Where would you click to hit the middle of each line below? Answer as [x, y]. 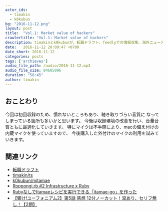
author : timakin [22, 80]
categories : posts [24, 56]
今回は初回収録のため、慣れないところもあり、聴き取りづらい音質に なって [82, 114]
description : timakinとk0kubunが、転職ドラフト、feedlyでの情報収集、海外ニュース [85, 43]
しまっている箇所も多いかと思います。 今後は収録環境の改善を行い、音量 [80, 120]
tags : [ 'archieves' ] [27, 61]
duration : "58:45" [24, 75]
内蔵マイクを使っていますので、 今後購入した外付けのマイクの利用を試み [80, 133]
